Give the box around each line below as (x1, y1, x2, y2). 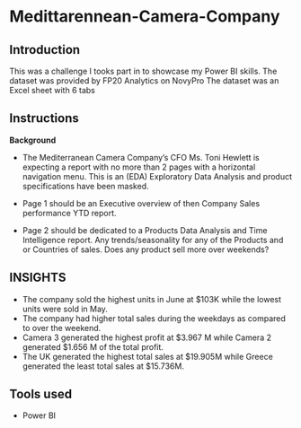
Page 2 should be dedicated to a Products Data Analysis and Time (22, 224, 268, 235)
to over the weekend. (22, 322, 102, 333)
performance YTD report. (22, 207, 117, 218)
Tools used (9, 387, 73, 402)
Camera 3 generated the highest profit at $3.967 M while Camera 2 (22, 332, 272, 343)
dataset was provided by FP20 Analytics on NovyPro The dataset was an (9, 75, 279, 86)
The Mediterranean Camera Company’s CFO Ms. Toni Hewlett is (22, 152, 261, 162)
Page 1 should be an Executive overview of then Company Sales (22, 197, 261, 208)
